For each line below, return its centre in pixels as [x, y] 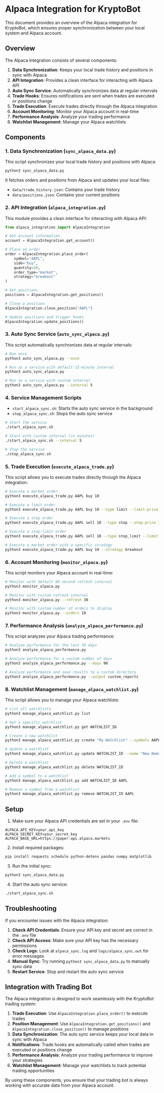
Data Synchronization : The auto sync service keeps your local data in [83, 1034]
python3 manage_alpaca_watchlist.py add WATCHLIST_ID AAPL [66, 780]
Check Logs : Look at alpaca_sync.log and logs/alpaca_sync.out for [80, 951]
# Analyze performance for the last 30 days [51, 646]
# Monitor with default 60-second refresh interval [59, 582]
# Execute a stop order [29, 518]
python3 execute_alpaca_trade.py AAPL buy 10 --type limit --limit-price [82, 509]
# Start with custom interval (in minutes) [50, 436]
